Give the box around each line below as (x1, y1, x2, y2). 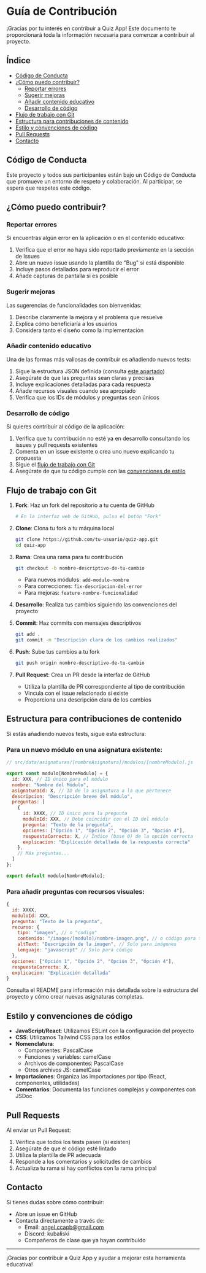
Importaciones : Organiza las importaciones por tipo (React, (15, 1073, 167, 1080)
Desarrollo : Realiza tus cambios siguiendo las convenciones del (15, 601, 177, 608)
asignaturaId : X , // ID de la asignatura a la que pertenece (12, 787, 172, 794)
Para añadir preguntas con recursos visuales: (6, 887, 145, 896)
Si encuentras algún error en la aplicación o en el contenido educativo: (6, 234, 185, 242)
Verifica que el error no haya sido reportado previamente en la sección (15, 246, 194, 253)
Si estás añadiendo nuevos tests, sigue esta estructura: (6, 730, 146, 737)
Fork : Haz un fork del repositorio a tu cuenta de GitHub (15, 501, 154, 509)
